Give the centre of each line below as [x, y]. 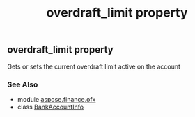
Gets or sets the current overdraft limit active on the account [94, 66]
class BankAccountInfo [50, 107]
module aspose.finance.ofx [56, 99]
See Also [23, 84]
